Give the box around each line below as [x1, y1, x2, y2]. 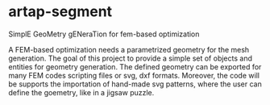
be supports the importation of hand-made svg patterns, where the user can [8, 79, 262, 89]
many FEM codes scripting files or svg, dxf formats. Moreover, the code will [8, 70, 260, 80]
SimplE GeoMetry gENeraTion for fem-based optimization [8, 29, 200, 39]
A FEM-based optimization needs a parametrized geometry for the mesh [8, 44, 250, 54]
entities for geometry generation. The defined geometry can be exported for [8, 61, 262, 71]
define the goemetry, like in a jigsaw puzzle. [8, 87, 155, 97]
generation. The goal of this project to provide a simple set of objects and [8, 53, 252, 63]
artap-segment [8, 2, 113, 21]
